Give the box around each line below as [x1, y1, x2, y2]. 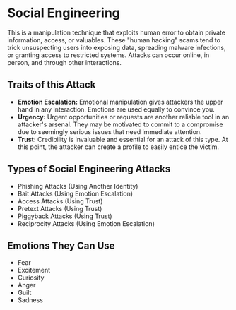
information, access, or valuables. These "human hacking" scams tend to [7, 35, 221, 44]
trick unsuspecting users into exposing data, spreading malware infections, [7, 43, 226, 52]
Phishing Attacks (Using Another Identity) [17, 181, 138, 190]
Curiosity [17, 273, 45, 282]
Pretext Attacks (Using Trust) [17, 204, 102, 213]
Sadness [17, 296, 44, 304]
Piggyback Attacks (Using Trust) [17, 212, 112, 220]
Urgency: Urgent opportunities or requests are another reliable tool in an [17, 112, 230, 121]
